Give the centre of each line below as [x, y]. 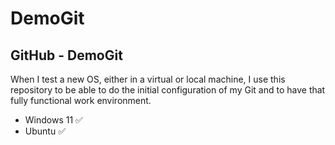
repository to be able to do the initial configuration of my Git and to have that [168, 90]
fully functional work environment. [81, 100]
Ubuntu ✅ [45, 131]
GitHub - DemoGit [66, 55]
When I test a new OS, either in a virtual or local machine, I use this [148, 79]
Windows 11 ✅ [53, 120]
